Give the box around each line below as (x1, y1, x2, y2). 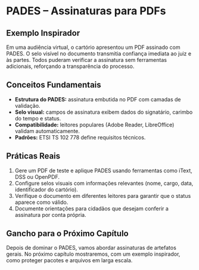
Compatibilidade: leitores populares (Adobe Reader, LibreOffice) (14, 121, 175, 128)
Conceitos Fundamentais (6, 80, 101, 90)
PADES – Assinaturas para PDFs (6, 4, 166, 18)
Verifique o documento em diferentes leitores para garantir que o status (14, 192, 191, 199)
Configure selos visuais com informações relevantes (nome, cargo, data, (14, 179, 194, 187)
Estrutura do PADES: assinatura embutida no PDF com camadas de (14, 95, 181, 103)
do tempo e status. (14, 114, 61, 122)
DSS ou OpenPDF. (14, 173, 60, 180)
